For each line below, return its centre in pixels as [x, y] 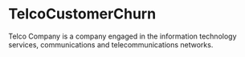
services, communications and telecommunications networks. [111, 44]
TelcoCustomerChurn [82, 14]
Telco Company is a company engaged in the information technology [122, 36]
